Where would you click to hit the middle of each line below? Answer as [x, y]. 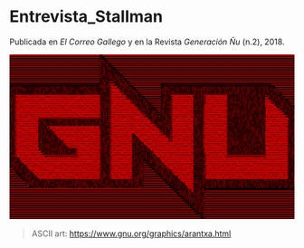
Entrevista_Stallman [86, 17]
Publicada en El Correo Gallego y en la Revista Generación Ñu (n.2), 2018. [147, 42]
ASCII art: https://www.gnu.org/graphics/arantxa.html [131, 234]
